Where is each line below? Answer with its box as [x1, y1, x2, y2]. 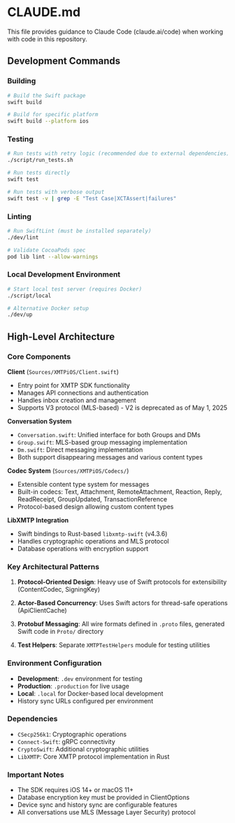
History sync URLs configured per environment [17, 696, 154, 705]
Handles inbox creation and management [17, 396, 136, 404]
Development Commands [7, 55, 121, 67]
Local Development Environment [7, 270, 121, 279]
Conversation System [7, 417, 72, 425]
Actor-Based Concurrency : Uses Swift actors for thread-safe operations [17, 599, 228, 607]
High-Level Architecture [7, 331, 115, 343]
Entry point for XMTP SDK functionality [17, 381, 131, 389]
